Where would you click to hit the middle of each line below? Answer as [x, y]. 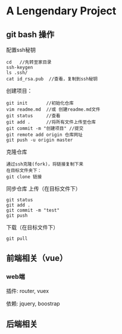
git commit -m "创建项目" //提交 [45, 129]
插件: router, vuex [28, 291]
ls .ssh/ [17, 73]
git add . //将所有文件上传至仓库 [51, 122]
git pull [17, 239]
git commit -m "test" [33, 210]
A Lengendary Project [61, 11]
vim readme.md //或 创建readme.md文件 [53, 110]
